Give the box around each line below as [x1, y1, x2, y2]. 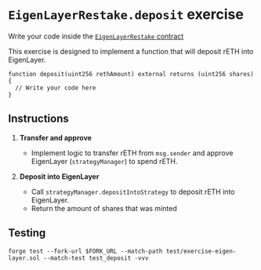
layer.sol [8, 254, 41, 262]
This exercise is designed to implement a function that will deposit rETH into [8, 46, 254, 56]
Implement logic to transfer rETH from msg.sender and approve [31, 148, 234, 158]
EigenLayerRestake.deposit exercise [8, 5, 245, 24]
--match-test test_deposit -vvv [42, 254, 149, 262]
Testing [8, 226, 46, 240]
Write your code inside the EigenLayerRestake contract [8, 31, 184, 41]
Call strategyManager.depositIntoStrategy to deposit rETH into [31, 187, 235, 196]
